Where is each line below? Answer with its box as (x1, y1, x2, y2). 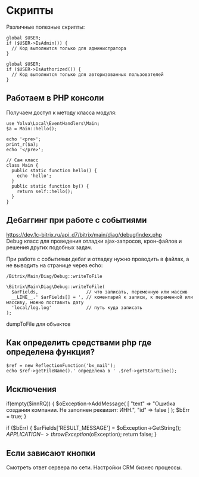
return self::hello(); (17, 188, 73, 194)
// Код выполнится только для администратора (11, 45, 127, 51)
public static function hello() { (11, 167, 97, 173)
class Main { (6, 162, 39, 168)
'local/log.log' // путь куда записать (11, 304, 143, 311)
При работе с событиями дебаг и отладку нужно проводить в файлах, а (6, 255, 189, 262)
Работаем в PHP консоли (6, 93, 104, 103)
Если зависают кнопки (6, 448, 96, 458)
